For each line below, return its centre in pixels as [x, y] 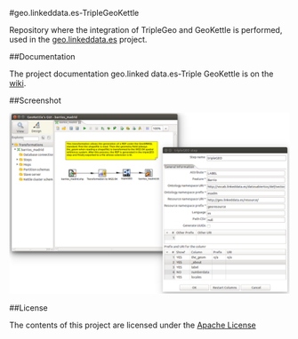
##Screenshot [35, 100]
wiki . [18, 83]
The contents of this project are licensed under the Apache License [133, 325]
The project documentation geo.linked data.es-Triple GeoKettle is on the [141, 74]
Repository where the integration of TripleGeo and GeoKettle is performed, [146, 30]
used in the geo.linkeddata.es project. [78, 39]
